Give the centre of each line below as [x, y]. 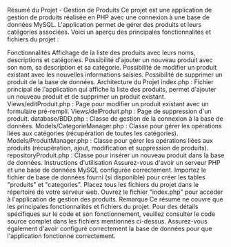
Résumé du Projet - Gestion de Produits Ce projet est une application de [110, 10]
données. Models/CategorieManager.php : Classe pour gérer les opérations [114, 126]
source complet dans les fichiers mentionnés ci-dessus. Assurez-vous [108, 221]
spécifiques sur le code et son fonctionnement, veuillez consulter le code [111, 214]
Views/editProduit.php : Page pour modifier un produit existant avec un [108, 104]
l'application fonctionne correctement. [61, 236]
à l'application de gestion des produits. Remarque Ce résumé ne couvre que [115, 199]
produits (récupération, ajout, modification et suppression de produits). [108, 148]
